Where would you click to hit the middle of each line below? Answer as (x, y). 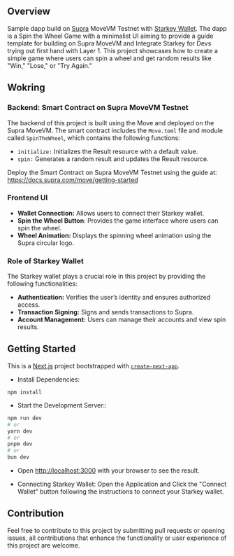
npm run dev (24, 418)
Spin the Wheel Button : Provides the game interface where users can (118, 221)
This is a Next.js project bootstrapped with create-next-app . (94, 366)
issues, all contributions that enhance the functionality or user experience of (117, 538)
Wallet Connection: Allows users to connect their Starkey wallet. (111, 213)
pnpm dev (20, 444)
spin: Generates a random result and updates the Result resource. (113, 159)
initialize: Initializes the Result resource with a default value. (108, 151)
